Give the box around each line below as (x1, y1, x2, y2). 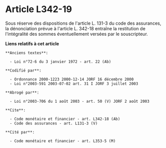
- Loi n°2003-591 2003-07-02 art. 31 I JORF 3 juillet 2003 (10, 81, 138, 86)
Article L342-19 (5, 4, 72, 15)
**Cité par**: (5, 129, 35, 134)
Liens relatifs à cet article (5, 40, 59, 46)
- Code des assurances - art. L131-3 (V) (10, 121, 98, 126)
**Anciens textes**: (5, 50, 49, 55)
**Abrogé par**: (5, 90, 39, 95)
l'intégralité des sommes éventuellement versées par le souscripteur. (5, 31, 148, 37)
